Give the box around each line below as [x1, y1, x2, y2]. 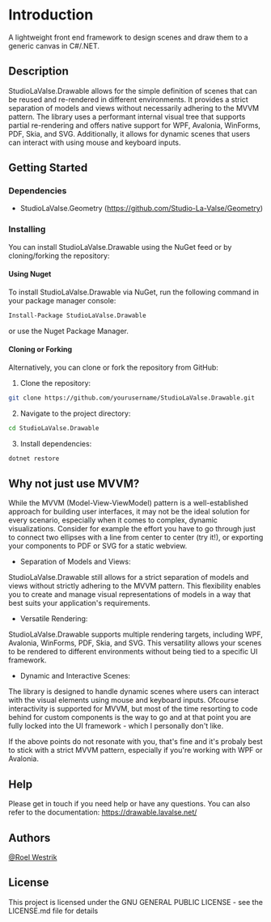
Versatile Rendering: [19, 614, 88, 624]
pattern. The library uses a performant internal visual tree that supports [8, 112, 246, 121]
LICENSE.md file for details [8, 906, 99, 916]
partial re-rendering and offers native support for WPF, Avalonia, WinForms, [8, 120, 261, 130]
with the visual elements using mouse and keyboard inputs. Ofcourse [8, 696, 239, 705]
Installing [8, 224, 46, 235]
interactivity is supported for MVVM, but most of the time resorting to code [8, 704, 258, 713]
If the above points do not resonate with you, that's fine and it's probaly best [8, 737, 263, 746]
